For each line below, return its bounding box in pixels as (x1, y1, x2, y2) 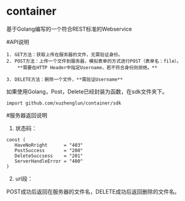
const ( (6, 136, 26, 143)
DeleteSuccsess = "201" (14, 153, 84, 159)
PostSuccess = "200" (14, 147, 84, 153)
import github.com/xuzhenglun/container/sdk (6, 100, 122, 106)
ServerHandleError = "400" (14, 158, 84, 164)
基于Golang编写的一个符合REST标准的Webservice (6, 25, 132, 32)
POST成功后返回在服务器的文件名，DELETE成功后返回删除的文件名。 (6, 188, 180, 195)
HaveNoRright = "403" (14, 142, 84, 148)
